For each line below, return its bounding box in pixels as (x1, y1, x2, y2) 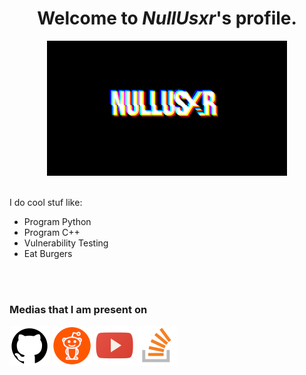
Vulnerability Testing (23, 237, 109, 249)
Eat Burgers (23, 247, 73, 259)
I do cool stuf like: (9, 196, 83, 208)
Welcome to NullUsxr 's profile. (37, 7, 297, 30)
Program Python (23, 215, 92, 227)
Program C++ (23, 226, 81, 238)
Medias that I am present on (9, 302, 148, 316)
